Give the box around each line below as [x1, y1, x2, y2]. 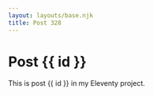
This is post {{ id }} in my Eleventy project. [8, 79, 146, 88]
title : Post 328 [8, 19, 62, 27]
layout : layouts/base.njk [8, 11, 93, 20]
